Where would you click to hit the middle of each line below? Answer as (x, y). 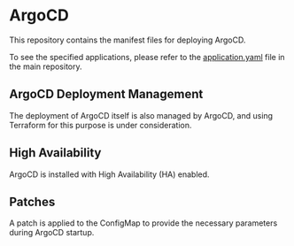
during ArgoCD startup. (52, 233)
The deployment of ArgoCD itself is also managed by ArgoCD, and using (141, 115)
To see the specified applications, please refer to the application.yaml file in (147, 57)
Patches (32, 201)
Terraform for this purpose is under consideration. (101, 125)
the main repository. (46, 66)
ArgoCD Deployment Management (106, 94)
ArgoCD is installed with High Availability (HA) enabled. (109, 174)
